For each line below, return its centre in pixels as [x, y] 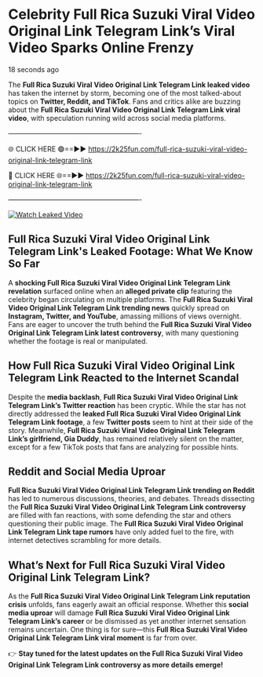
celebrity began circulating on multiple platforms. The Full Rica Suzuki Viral [131, 299]
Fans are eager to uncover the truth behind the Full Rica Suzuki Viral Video [130, 324]
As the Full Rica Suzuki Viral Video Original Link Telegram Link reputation [130, 596]
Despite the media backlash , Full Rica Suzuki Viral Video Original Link [123, 397]
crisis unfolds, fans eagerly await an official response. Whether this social [128, 605]
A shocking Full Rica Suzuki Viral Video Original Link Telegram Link [119, 282]
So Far [24, 264]
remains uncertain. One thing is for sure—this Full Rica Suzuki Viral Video [128, 630]
